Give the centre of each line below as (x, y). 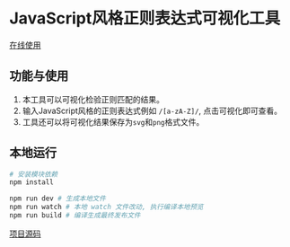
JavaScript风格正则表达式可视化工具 (145, 18)
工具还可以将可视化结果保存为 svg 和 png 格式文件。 (113, 121)
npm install (31, 182)
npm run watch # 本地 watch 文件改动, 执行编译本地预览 (106, 207)
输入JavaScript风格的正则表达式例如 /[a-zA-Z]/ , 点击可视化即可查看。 (152, 110)
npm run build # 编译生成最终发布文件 (75, 216)
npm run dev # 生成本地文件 (57, 198)
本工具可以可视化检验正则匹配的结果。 (93, 99)
